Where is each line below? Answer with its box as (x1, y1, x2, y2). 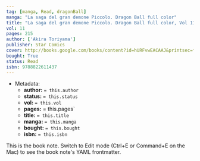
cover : (6, 48, 23, 53)
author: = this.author (23, 87, 79, 94)
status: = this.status (23, 93, 79, 100)
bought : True (6, 53, 39, 59)
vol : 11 (6, 25, 26, 31)
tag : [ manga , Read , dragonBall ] (6, 8, 86, 15)
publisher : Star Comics (6, 42, 65, 48)
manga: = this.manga (23, 118, 77, 125)
